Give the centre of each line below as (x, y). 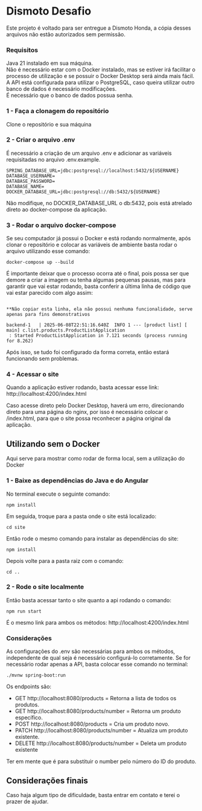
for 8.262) (20, 341)
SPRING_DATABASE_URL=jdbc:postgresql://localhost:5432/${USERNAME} (93, 171)
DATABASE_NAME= (25, 186)
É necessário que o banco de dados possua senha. (70, 96)
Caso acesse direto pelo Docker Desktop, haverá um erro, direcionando (95, 405)
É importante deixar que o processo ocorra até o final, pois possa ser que (98, 274)
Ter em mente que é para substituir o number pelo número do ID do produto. (101, 761)
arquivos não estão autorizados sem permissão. (66, 34)
